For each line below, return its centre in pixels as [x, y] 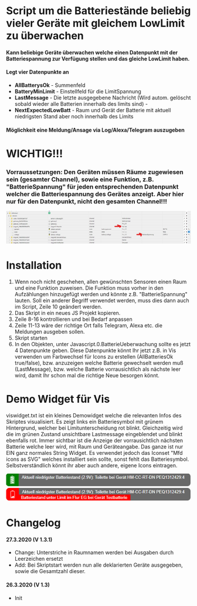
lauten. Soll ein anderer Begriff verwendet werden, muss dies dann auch [102, 300]
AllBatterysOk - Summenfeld [50, 85]
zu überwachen [45, 36]
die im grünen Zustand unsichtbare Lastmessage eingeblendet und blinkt [94, 434]
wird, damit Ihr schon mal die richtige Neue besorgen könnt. [87, 376]
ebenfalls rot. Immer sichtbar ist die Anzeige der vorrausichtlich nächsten [95, 441]
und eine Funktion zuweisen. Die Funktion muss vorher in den [89, 288]
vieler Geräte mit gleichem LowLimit [96, 23]
